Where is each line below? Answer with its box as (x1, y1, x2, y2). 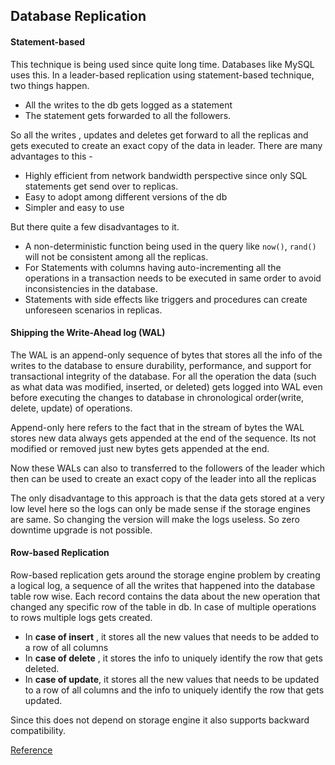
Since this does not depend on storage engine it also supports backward (10, 714, 310, 726)
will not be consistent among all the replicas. (24, 250, 209, 263)
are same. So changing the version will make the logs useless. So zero (10, 513, 300, 525)
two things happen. (10, 79, 90, 91)
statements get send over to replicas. (24, 180, 179, 192)
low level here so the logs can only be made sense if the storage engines (10, 502, 311, 514)
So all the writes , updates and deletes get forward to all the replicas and (10, 129, 309, 141)
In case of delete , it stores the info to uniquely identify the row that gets (24, 652, 323, 664)
